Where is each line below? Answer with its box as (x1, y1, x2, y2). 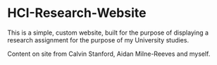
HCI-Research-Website (7, 5, 147, 21)
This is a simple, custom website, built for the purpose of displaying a (7, 28, 209, 37)
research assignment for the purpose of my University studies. (7, 35, 189, 44)
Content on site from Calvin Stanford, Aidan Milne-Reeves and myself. (7, 49, 211, 58)
